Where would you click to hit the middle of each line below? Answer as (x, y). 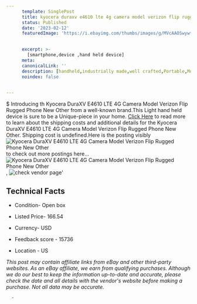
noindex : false (40, 77)
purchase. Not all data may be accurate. (55, 287)
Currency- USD (33, 228)
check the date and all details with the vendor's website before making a (94, 281)
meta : (28, 60)
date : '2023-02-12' (45, 28)
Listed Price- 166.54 (39, 216)
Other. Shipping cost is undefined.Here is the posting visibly (79, 135)
